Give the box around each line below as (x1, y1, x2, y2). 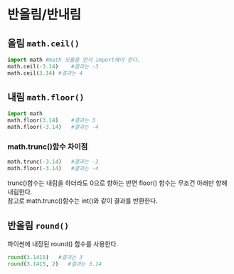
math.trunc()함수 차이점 (7, 142, 88, 152)
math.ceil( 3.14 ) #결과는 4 (7, 69, 83, 77)
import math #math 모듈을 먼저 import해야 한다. (7, 56, 141, 63)
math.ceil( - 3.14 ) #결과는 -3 (7, 63, 99, 70)
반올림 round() (7, 219, 70, 231)
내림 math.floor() (7, 91, 85, 103)
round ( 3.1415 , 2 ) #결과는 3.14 (7, 260, 102, 268)
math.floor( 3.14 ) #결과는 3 (7, 117, 96, 125)
